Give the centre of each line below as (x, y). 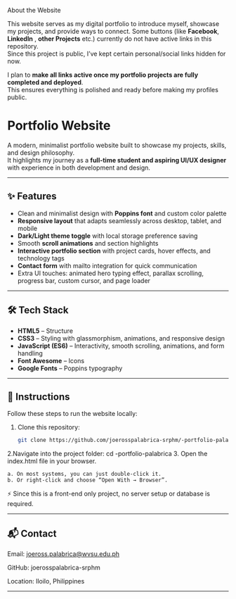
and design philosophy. (41, 152)
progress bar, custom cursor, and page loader (84, 280)
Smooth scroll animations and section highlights (88, 243)
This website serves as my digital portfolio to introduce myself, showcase (113, 24)
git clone (32, 440)
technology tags (41, 258)
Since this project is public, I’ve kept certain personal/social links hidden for (117, 53)
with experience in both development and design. (79, 168)
